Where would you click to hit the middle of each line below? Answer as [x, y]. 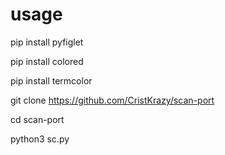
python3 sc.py [40, 139]
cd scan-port [37, 119]
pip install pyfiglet [47, 42]
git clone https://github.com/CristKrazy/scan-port [112, 100]
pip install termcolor [51, 80]
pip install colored [47, 61]
